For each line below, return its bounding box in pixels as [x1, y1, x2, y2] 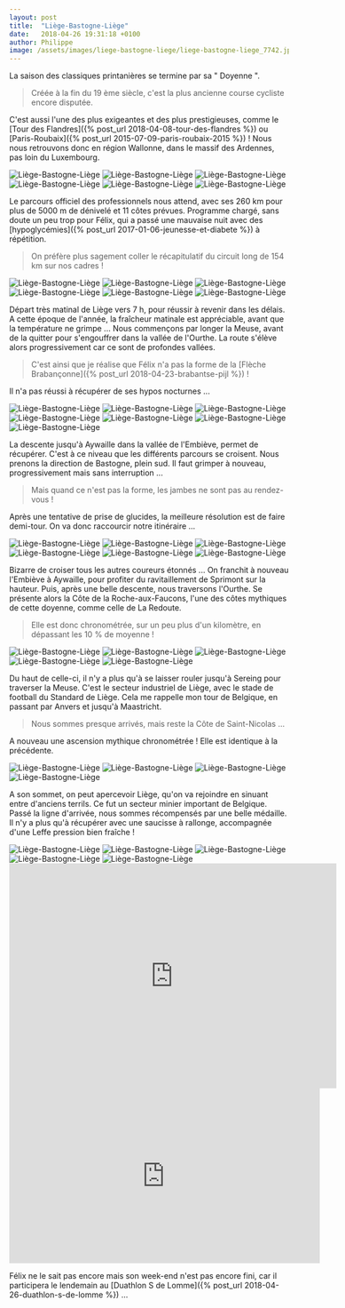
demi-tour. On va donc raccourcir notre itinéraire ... [9, 521, 196, 531]
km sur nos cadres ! [30, 260, 104, 271]
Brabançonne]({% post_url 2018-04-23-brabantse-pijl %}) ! [30, 369, 250, 379]
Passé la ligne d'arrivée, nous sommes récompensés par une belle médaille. [9, 808, 287, 818]
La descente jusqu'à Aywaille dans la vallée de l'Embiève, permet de [9, 439, 259, 450]
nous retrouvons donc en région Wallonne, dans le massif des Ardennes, [9, 143, 275, 154]
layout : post [9, 12, 58, 22]
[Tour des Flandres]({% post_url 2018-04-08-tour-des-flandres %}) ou [9, 124, 269, 134]
